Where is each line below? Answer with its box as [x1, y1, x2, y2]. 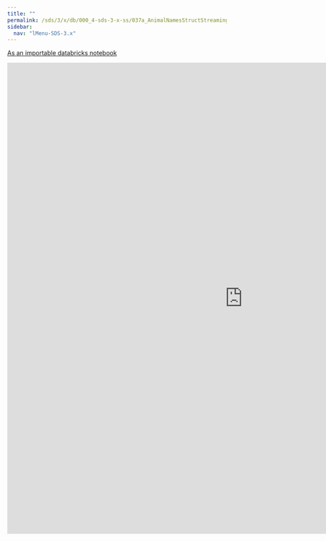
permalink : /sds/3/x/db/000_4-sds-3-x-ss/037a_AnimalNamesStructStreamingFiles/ [7, 17, 248, 24]
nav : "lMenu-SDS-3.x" [13, 29, 77, 37]
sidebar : [7, 23, 33, 30]
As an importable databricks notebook [7, 49, 117, 57]
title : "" [7, 10, 36, 17]
